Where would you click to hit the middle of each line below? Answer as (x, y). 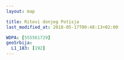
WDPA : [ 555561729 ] (28, 37)
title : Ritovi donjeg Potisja (43, 22)
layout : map (20, 11)
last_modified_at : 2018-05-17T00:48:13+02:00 (62, 27)
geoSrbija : (19, 43)
